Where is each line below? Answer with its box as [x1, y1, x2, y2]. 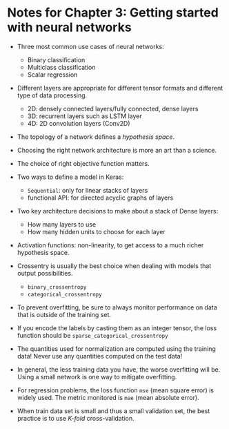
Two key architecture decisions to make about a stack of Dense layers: [17, 207, 219, 215]
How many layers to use [27, 220, 97, 229]
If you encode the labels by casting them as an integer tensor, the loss [17, 323, 217, 332]
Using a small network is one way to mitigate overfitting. [17, 372, 177, 381]
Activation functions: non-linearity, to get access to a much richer [17, 240, 204, 249]
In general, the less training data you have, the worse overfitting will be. [17, 365, 221, 374]
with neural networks [7, 19, 132, 35]
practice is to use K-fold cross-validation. [17, 414, 135, 422]
